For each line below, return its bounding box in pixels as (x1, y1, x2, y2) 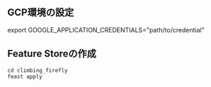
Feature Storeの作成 (7, 48, 97, 60)
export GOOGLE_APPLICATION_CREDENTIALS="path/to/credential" (7, 25, 205, 34)
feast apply (7, 73, 42, 80)
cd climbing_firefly (7, 67, 69, 74)
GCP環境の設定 (7, 6, 74, 19)
